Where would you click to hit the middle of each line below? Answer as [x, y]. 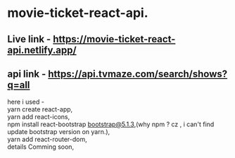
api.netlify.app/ [42, 50]
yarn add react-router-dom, [47, 140]
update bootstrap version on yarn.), [59, 132]
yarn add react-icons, [39, 117]
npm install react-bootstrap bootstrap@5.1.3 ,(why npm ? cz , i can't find [111, 124]
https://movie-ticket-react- [114, 39]
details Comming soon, [41, 147]
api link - [27, 74]
